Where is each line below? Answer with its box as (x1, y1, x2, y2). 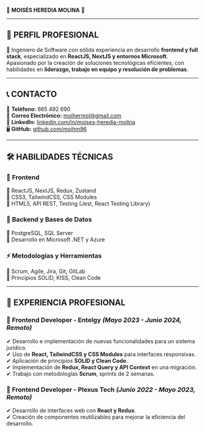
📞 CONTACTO (6, 89, 57, 100)
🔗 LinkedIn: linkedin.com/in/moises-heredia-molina (6, 118, 135, 125)
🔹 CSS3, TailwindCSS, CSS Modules (6, 193, 98, 201)
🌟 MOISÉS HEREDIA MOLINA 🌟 (6, 7, 85, 13)
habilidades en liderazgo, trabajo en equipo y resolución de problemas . (6, 65, 189, 73)
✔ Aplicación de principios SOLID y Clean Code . (6, 357, 128, 364)
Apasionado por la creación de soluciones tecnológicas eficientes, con (6, 59, 185, 66)
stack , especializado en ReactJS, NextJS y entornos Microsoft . (6, 53, 168, 60)
